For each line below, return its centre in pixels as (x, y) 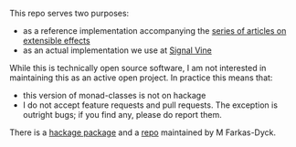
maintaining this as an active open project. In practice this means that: (141, 78)
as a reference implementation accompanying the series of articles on (154, 31)
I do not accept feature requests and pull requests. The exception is (150, 105)
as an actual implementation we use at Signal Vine (117, 50)
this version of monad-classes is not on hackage (114, 95)
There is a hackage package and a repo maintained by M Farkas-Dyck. (143, 132)
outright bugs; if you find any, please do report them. (122, 115)
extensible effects (56, 41)
